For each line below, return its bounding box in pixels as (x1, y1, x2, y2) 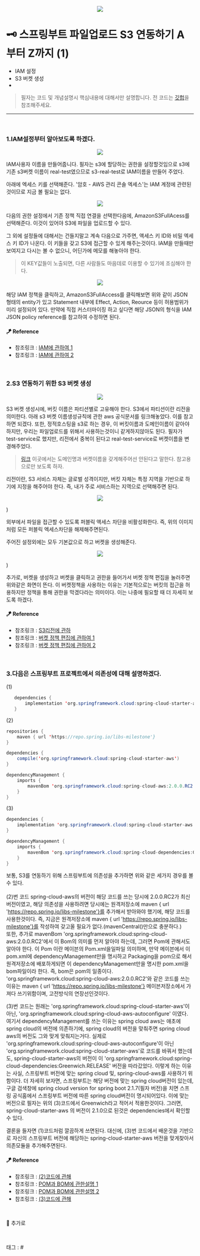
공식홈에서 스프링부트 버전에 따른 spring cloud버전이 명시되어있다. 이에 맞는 (12, 1092, 189, 1099)
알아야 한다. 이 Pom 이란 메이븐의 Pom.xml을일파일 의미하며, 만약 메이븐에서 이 (6, 945, 190, 953)
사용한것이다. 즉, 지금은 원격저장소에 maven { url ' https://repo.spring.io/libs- (6, 916, 187, 923)
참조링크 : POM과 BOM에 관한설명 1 (14, 1180, 98, 1187)
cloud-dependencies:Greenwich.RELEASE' (6, 1062, 111, 1069)
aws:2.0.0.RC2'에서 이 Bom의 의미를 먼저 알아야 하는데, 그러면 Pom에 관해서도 (6, 938, 190, 945)
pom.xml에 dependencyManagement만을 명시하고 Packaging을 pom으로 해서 (6, 953, 192, 960)
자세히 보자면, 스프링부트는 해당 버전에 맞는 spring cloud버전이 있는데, (29, 1077, 194, 1084)
